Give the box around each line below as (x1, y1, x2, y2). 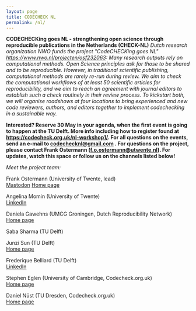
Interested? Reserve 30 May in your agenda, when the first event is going (6, 121, 188, 129)
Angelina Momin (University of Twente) (6, 193, 100, 200)
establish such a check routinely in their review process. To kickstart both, (6, 91, 185, 98)
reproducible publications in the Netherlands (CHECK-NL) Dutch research (6, 42, 188, 49)
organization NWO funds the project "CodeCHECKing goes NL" (6, 48, 159, 55)
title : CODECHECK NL (6, 14, 57, 20)
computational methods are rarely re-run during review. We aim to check (6, 73, 182, 80)
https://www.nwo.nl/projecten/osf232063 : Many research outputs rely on (6, 54, 183, 61)
